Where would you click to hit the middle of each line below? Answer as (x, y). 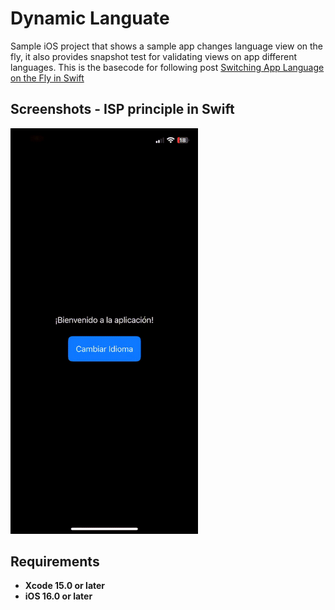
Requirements (55, 561)
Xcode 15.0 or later (65, 586)
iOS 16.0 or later (58, 596)
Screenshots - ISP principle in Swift (122, 109)
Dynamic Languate (90, 18)
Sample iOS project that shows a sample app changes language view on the (167, 46)
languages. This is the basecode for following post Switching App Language (167, 67)
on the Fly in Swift (47, 78)
